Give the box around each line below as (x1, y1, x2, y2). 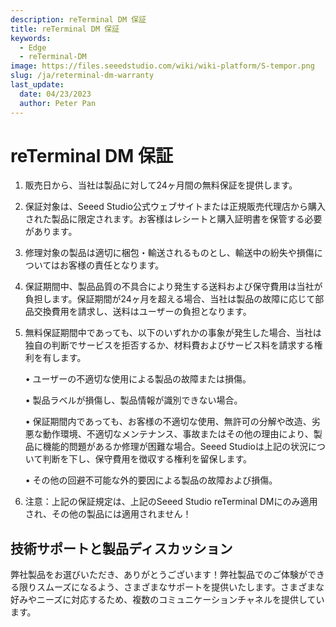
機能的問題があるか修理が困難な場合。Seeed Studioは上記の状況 (42, 441, 308, 453)
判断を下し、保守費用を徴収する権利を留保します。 (42, 453, 252, 465)
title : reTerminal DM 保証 (10, 24, 120, 34)
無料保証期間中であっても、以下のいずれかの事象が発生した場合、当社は (24, 327, 322, 339)
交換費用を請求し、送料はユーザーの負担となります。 (33, 306, 252, 318)
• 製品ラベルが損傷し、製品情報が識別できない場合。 (24, 394, 243, 406)
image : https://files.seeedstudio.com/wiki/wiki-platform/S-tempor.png (10, 61, 315, 71)
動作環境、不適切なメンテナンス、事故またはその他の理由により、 (42, 428, 314, 440)
